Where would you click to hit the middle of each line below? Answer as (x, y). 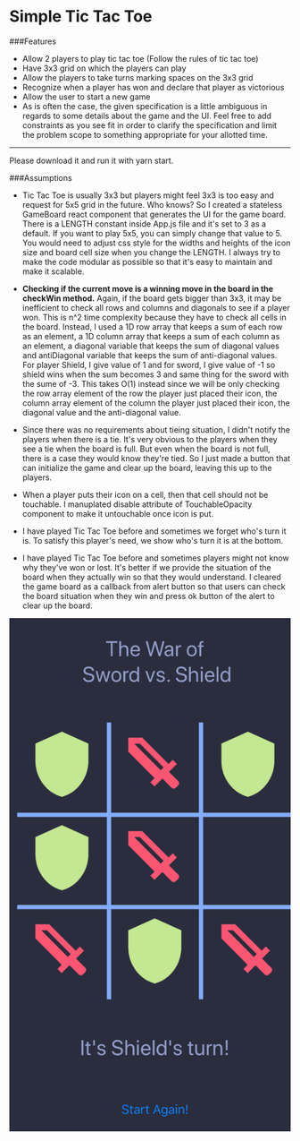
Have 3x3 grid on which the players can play (104, 68)
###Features (33, 41)
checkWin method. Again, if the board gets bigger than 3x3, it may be (152, 298)
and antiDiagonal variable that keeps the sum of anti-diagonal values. (150, 355)
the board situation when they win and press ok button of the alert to (148, 596)
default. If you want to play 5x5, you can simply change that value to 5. (152, 233)
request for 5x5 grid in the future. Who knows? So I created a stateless (152, 204)
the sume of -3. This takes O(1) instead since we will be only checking (150, 383)
